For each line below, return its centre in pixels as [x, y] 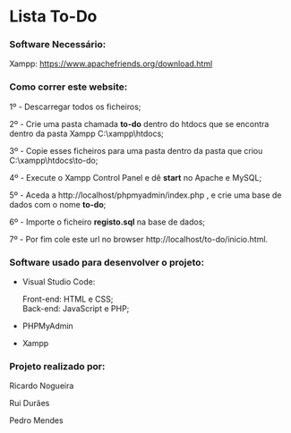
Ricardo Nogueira [42, 386]
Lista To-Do [53, 17]
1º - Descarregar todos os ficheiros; [75, 106]
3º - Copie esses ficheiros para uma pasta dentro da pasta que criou [136, 150]
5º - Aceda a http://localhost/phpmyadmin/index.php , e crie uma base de [145, 195]
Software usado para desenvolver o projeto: [107, 262]
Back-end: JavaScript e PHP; [76, 309]
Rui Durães [30, 403]
